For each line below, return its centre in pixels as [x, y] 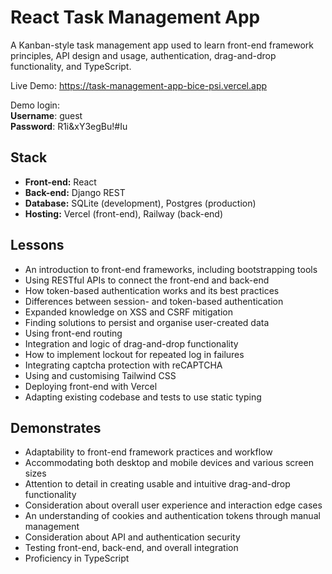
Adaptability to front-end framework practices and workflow [148, 452]
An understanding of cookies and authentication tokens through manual [172, 516]
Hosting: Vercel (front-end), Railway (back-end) [124, 213]
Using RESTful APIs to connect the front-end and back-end [147, 280]
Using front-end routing [73, 333]
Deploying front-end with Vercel [91, 386]
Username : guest [46, 115]
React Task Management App [135, 17]
